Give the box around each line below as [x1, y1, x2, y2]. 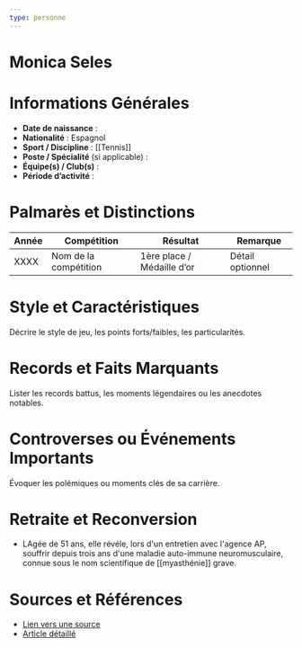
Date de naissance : [22, 122, 98, 133]
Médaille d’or [140, 261, 195, 273]
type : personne [9, 13, 67, 22]
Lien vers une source [22, 619, 101, 630]
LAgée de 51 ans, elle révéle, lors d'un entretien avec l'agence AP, [22, 538, 267, 549]
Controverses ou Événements [9, 429, 236, 449]
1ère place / [140, 249, 191, 261]
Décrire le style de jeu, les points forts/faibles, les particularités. [9, 326, 245, 337]
